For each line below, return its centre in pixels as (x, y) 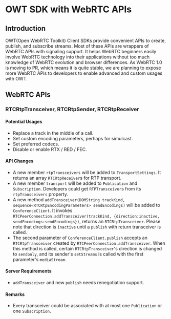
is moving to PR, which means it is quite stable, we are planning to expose (83, 68)
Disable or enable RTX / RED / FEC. (50, 149)
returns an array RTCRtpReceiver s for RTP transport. (67, 178)
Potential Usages (24, 121)
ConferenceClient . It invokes (42, 210)
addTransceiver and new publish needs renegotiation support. (78, 282)
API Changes (19, 161)
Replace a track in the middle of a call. (53, 133)
